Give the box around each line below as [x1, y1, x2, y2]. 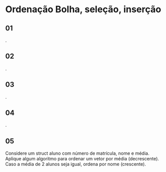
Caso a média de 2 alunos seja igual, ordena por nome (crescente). [5, 161, 146, 167]
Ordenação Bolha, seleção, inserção [5, 4, 161, 15]
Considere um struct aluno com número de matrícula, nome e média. [5, 150, 150, 156]
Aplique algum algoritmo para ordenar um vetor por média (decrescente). [5, 156, 159, 162]
